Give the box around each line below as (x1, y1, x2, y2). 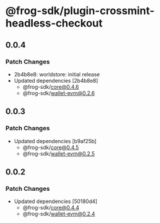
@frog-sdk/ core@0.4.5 (22, 144, 79, 151)
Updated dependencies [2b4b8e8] (13, 77, 98, 84)
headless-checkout (5, 16, 103, 30)
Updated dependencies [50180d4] (13, 198, 98, 205)
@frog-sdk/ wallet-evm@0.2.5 (22, 150, 95, 157)
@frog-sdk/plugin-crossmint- (5, 4, 155, 18)
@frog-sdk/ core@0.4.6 (22, 83, 80, 90)
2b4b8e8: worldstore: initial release (13, 70, 100, 77)
